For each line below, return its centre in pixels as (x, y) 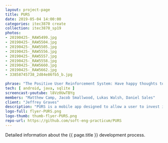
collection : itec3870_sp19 (33, 28)
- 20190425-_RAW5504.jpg (31, 42)
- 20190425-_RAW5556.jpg (31, 51)
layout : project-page (28, 10)
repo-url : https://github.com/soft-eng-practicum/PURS (63, 121)
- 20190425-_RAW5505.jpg (31, 47)
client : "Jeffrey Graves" (32, 102)
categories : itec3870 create (35, 24)
